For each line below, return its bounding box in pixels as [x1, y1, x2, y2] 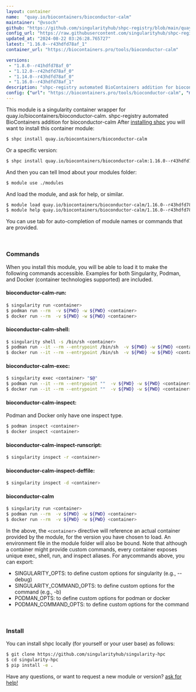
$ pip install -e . [6, 663, 54, 669]
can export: [6, 558, 34, 565]
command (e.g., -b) [14, 588, 62, 595]
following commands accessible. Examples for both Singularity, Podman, [6, 270, 181, 277]
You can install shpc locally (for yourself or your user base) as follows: [6, 640, 175, 647]
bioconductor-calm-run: [6, 289, 67, 296]
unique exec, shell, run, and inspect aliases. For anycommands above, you [6, 552, 185, 559]
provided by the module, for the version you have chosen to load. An [6, 533, 171, 540]
